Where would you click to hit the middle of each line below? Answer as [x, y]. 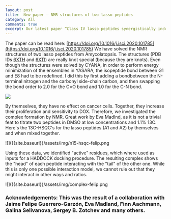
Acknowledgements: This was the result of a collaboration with [85, 198]
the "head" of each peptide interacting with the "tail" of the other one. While [85, 164]
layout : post [19, 10]
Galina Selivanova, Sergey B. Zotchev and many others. [75, 210]
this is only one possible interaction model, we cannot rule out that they [80, 169]
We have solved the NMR [121, 49]
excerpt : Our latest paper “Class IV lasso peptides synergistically [81, 29]
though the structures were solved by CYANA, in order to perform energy [82, 65]
